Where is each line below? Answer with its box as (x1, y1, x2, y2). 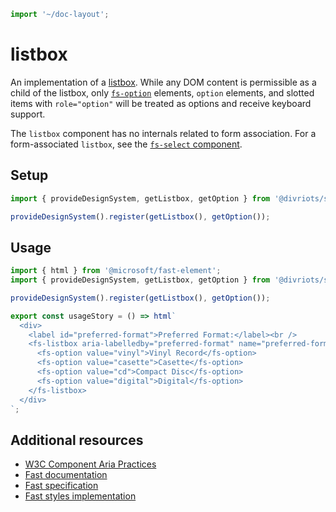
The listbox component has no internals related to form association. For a (10, 127, 317, 139)
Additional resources (10, 431, 144, 449)
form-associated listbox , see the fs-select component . (10, 138, 243, 150)
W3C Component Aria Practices (24, 458, 157, 470)
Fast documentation (24, 469, 108, 481)
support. (10, 108, 46, 120)
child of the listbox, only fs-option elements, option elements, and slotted (10, 86, 315, 99)
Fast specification (24, 480, 99, 492)
